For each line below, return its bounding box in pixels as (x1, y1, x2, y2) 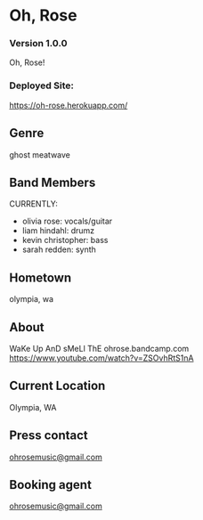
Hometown (9, 270, 72, 285)
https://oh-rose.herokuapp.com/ (9, 100, 128, 110)
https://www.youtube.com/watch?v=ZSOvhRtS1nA (9, 353, 194, 363)
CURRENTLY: (9, 199, 58, 209)
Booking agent (9, 477, 92, 492)
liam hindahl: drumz (21, 225, 95, 236)
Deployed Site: (9, 79, 74, 92)
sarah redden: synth (21, 244, 96, 255)
